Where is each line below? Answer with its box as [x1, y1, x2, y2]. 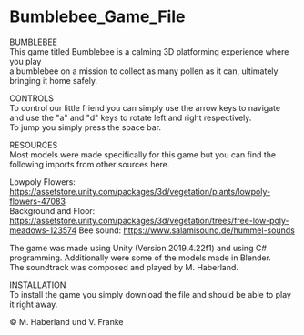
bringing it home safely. [9, 75, 98, 86]
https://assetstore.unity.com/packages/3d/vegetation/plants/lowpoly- [9, 186, 271, 197]
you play [9, 56, 42, 66]
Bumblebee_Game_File [9, 6, 186, 27]
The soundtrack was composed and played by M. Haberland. [9, 261, 239, 272]
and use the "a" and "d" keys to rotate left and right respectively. [9, 112, 252, 123]
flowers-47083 [9, 196, 66, 207]
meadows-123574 [9, 225, 77, 236]
